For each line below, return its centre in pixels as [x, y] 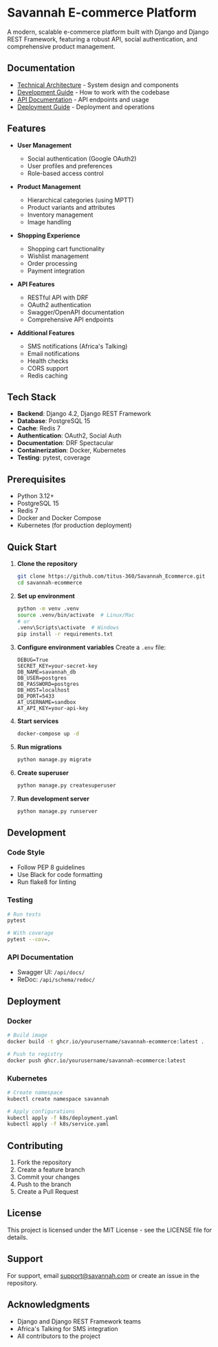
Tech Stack [32, 397]
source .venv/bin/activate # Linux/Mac [76, 615]
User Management [44, 145]
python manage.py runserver [57, 811]
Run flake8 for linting [47, 882]
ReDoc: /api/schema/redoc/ [56, 980]
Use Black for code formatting [60, 875]
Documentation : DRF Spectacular [65, 443]
